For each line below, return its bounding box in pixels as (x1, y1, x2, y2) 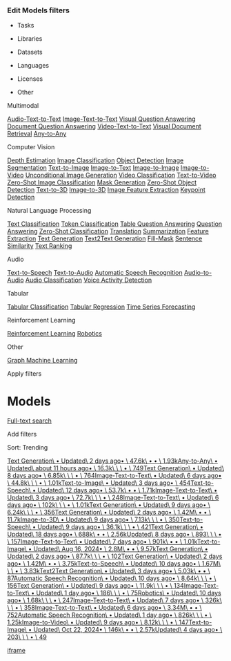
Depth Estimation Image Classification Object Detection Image (7, 156, 184, 164)
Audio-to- (183, 269, 212, 277)
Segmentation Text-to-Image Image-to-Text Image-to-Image (7, 164, 179, 172)
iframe (7, 646, 26, 655)
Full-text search (7, 416, 52, 425)
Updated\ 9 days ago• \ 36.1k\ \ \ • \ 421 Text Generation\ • (37, 523, 203, 531)
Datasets (17, 48, 43, 57)
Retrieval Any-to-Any (7, 130, 67, 138)
